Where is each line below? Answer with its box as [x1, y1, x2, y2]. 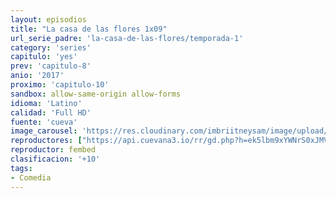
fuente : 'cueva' [10, 117, 78, 127]
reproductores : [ [10, 136, 83, 146]
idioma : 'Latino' [10, 98, 83, 108]
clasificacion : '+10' [10, 154, 101, 164]
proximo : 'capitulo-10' [10, 80, 110, 90]
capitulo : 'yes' [10, 52, 78, 62]
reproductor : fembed [10, 145, 97, 155]
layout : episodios [10, 14, 87, 25]
